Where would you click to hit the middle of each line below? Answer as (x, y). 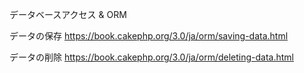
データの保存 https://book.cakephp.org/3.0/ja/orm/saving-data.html (149, 36)
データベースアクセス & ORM (68, 14)
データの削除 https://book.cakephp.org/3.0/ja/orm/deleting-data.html (152, 57)
